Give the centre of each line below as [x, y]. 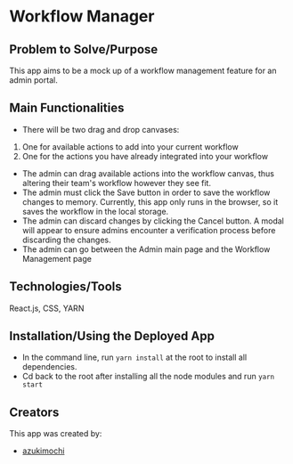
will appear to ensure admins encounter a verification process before [149, 230]
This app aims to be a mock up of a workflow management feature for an [143, 70]
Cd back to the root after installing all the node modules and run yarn [148, 377]
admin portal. [33, 80]
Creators [34, 412]
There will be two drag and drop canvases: [101, 129]
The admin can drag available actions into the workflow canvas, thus [148, 173]
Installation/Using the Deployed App [112, 336]
